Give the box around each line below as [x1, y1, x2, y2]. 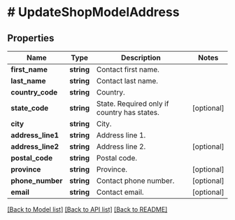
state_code [10, 103, 49, 113]
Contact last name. [96, 76, 159, 85]
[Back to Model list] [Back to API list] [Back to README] [7, 205, 168, 214]
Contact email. [96, 187, 145, 197]
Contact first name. [96, 64, 159, 74]
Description [121, 53, 161, 62]
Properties [7, 32, 55, 44]
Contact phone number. [96, 176, 175, 186]
